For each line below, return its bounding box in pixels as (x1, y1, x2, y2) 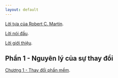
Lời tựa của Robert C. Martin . (5, 21, 64, 27)
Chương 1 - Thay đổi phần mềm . (5, 67, 71, 73)
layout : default (5, 7, 39, 12)
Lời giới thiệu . (5, 40, 33, 46)
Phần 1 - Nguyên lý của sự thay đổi (5, 54, 114, 63)
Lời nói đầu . (5, 30, 29, 36)
